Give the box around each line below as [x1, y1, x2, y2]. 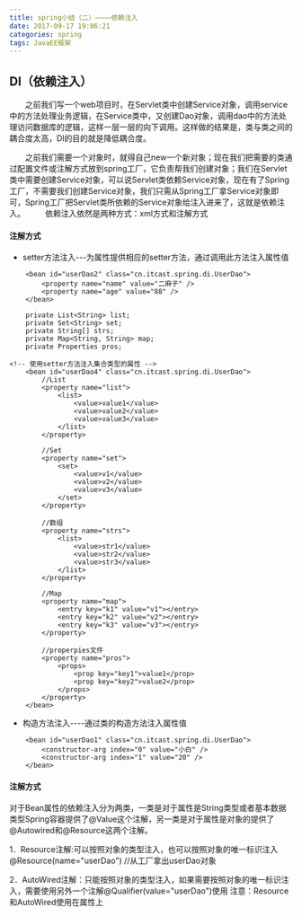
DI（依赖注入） [9, 74, 93, 89]
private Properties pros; [25, 342, 123, 351]
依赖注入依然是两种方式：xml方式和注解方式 [44, 208, 209, 219]
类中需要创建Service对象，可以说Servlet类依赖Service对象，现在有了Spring [9, 174, 290, 185]
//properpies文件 [41, 646, 103, 656]
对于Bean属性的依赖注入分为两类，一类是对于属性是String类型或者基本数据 [9, 803, 287, 814]
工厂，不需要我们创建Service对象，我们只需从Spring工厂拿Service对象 [9, 186, 271, 197]
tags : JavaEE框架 [9, 38, 72, 48]
